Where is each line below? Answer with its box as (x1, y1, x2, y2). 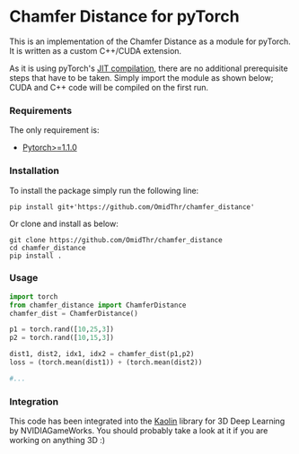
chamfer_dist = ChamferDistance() (9, 309, 139, 318)
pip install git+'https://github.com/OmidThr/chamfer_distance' (9, 202, 255, 212)
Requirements (9, 104, 73, 117)
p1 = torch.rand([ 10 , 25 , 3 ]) (9, 325, 115, 334)
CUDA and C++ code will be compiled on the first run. (9, 82, 209, 92)
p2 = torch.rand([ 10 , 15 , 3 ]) (9, 334, 115, 343)
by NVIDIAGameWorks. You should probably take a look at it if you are (9, 425, 268, 436)
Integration (9, 395, 59, 407)
